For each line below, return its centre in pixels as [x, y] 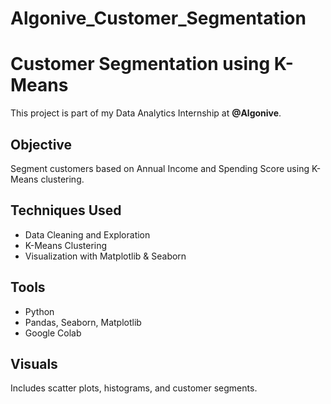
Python [39, 311]
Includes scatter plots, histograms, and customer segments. [134, 388]
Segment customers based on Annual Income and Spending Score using [160, 168]
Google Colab [53, 333]
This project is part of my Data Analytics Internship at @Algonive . [146, 113]
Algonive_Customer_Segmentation [158, 18]
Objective [41, 144]
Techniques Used [66, 210]
